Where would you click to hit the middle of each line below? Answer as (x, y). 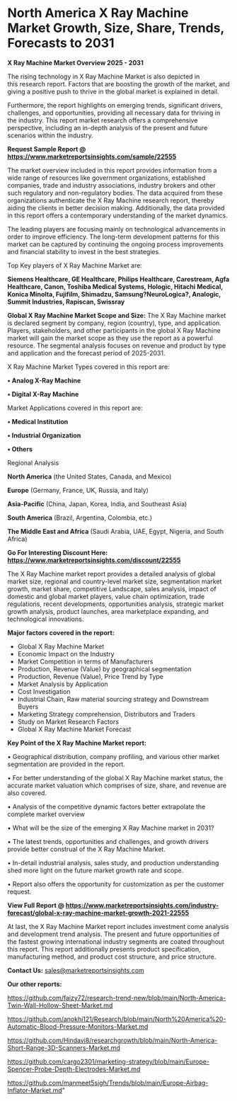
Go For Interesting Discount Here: (58, 552)
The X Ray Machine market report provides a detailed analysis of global (111, 574)
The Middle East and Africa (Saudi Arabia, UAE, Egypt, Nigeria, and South (116, 531)
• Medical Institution (38, 421)
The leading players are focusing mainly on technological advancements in (116, 229)
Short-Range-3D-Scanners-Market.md (64, 1048)
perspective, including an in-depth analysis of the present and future (108, 127)
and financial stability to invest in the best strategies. (84, 251)
